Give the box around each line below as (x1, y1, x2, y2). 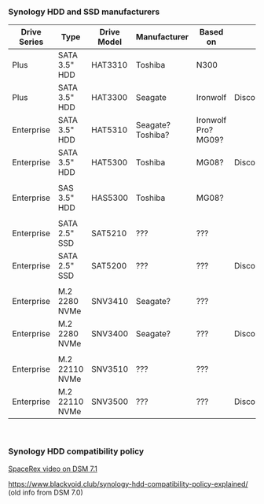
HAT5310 (91, 124, 128, 135)
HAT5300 (91, 157, 128, 168)
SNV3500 (91, 396, 129, 407)
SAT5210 (91, 228, 127, 239)
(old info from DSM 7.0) (8, 487, 84, 497)
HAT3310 (91, 60, 128, 71)
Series (18, 36, 44, 47)
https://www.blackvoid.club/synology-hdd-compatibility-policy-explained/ (8, 479, 249, 488)
